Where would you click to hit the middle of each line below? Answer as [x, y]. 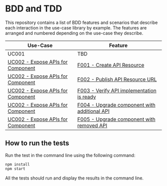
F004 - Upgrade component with [116, 105]
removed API [92, 125]
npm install [17, 164]
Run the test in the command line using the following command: [70, 155]
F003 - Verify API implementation [117, 90]
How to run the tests [37, 143]
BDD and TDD [34, 9]
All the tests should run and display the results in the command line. [75, 178]
